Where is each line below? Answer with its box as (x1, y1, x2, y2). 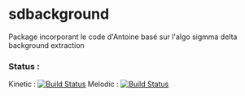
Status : (8, 60, 40, 72)
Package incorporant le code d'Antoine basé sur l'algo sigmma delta (8, 32, 238, 41)
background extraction (8, 40, 85, 50)
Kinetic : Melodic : (8, 79, 120, 89)
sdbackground (8, 5, 110, 24)
